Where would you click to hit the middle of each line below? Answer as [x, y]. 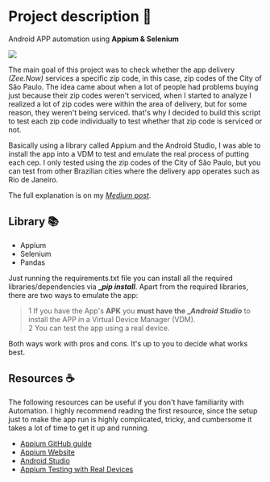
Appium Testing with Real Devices [77, 469]
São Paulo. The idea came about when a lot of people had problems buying [133, 86]
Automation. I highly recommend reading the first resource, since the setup [133, 410]
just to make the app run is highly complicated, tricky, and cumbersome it [130, 419]
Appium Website [47, 452]
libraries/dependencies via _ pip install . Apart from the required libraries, [128, 287]
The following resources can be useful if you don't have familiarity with [126, 402]
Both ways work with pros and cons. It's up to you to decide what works [128, 343]
